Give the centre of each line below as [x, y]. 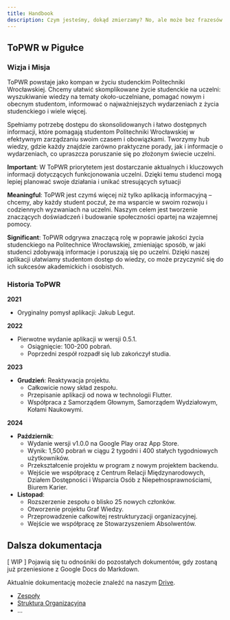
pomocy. [20, 225]
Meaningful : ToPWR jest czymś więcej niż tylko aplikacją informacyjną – [110, 195]
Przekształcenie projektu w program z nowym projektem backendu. [123, 466]
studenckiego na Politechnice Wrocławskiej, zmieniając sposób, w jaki [106, 245]
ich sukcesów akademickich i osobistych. [66, 267]
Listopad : [31, 494]
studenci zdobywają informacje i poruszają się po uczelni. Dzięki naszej [108, 252]
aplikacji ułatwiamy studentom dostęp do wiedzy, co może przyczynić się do [115, 260]
